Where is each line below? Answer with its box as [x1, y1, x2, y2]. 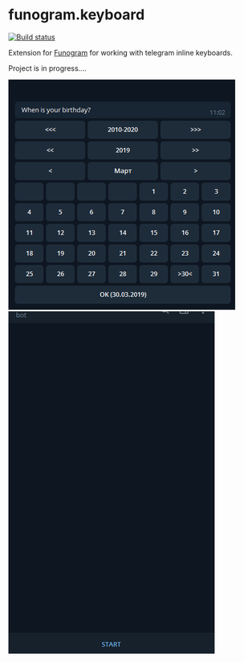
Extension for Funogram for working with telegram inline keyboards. [8, 47, 233, 57]
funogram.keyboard [8, 6, 145, 24]
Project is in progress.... [8, 63, 87, 73]
